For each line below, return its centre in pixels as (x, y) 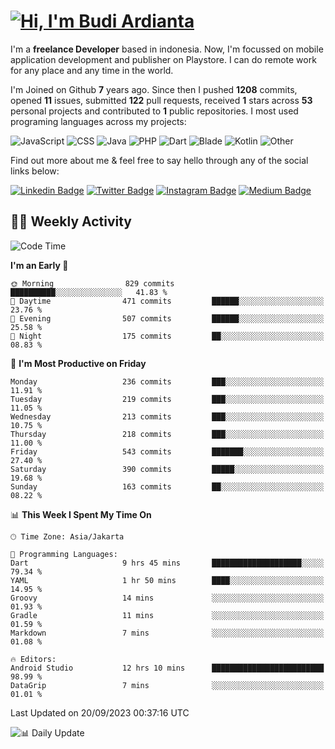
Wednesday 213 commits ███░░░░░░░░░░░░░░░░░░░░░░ (167, 416)
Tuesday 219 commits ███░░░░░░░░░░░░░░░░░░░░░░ (167, 399)
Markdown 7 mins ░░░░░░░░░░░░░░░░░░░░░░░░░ (167, 633)
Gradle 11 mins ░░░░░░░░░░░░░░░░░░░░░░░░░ (167, 615)
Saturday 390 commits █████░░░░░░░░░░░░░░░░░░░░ (167, 469)
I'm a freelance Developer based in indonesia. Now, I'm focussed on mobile (167, 49)
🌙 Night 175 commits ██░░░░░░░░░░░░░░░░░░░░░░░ (167, 336)
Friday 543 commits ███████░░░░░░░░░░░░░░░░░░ (167, 451)
